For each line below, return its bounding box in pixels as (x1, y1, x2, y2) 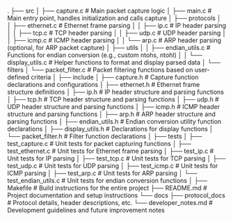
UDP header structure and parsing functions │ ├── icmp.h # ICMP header (7, 103, 220, 110)
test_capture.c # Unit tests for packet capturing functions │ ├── (7, 140, 191, 147)
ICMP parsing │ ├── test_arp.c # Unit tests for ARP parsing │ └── (7, 169, 198, 177)
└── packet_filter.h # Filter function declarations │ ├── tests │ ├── (7, 132, 203, 140)
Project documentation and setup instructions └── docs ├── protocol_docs (7, 191, 226, 199)
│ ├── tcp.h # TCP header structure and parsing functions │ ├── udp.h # (7, 95, 219, 104)
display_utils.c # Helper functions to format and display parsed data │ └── (7, 58, 221, 66)
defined (7, 73, 30, 81)
